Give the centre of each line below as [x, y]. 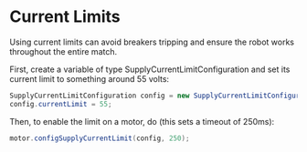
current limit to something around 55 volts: [90, 78]
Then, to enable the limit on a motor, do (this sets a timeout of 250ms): [142, 121]
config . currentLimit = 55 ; [61, 104]
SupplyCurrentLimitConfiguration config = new [100, 96]
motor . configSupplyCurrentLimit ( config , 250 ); [100, 138]
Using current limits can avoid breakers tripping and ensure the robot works [152, 42]
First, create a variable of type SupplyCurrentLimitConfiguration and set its [150, 69]
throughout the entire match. [64, 51]
